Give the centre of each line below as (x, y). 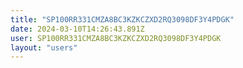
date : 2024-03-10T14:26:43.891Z (77, 29)
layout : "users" (44, 47)
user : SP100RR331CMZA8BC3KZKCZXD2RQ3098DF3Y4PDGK (116, 38)
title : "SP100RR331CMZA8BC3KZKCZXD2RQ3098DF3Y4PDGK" (122, 19)
